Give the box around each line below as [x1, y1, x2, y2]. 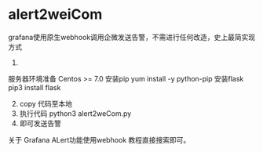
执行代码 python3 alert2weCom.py [19, 108, 132, 118]
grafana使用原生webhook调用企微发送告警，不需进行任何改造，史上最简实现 [8, 32, 256, 42]
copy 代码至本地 [19, 99, 73, 108]
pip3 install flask [8, 82, 61, 92]
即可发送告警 [19, 118, 61, 128]
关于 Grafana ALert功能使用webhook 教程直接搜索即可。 [8, 135, 191, 144]
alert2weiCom [8, 5, 103, 24]
